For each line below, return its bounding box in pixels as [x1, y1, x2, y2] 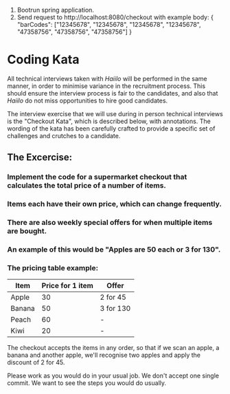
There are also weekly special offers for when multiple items [7, 218, 213, 228]
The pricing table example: [7, 263, 98, 272]
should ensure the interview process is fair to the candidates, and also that [7, 89, 218, 97]
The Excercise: [7, 151, 73, 164]
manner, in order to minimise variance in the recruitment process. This [7, 82, 206, 90]
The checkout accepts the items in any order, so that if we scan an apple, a [7, 344, 220, 352]
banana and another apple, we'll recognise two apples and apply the [7, 351, 201, 360]
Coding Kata [7, 52, 80, 67]
